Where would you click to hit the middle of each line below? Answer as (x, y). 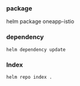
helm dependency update (36, 49)
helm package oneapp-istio (40, 22)
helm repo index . (29, 77)
